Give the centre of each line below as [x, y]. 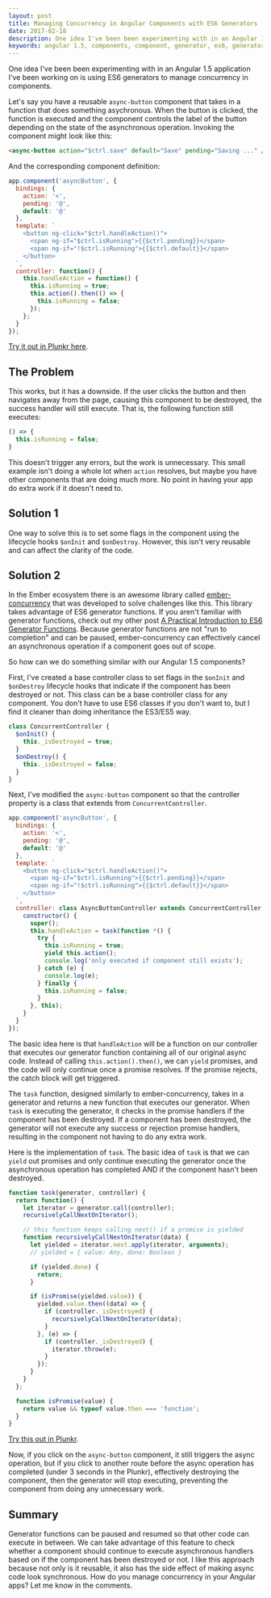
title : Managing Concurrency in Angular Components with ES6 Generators [133, 23]
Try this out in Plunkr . [44, 1439]
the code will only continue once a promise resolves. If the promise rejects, [133, 1069]
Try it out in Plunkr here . [48, 346]
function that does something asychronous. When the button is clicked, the [133, 111]
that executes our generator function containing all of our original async [128, 1052]
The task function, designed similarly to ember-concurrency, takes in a [126, 1093]
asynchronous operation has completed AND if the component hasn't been [133, 1169]
